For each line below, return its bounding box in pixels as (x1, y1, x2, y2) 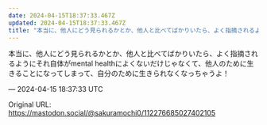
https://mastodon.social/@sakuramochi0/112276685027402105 (8, 108, 216, 118)
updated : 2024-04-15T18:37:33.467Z (8, 19, 126, 27)
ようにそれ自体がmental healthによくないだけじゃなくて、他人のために (14, 59, 248, 68)
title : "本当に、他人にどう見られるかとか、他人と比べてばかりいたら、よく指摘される (8, 26, 256, 34)
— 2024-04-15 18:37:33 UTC (8, 85, 103, 94)
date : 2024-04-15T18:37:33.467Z (8, 11, 115, 20)
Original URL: (8, 100, 52, 109)
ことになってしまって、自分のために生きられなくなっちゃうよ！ (21, 69, 230, 78)
